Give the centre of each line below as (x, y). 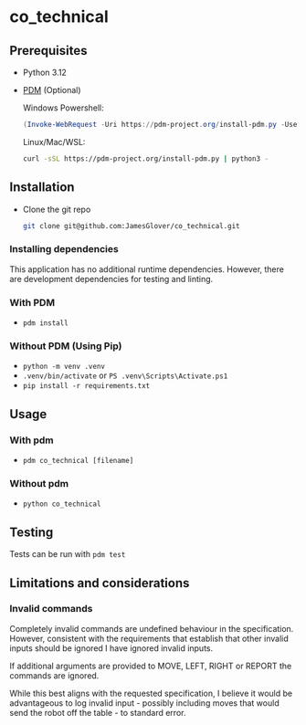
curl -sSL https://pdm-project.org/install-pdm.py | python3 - (146, 158)
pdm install (45, 323)
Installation (42, 188)
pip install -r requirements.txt (86, 386)
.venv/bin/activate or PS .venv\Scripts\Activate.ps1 (125, 375)
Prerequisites (48, 51)
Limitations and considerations (100, 583)
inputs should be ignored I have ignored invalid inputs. (111, 648)
